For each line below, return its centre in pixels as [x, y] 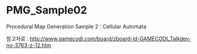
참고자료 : [17, 38]
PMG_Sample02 [47, 10]
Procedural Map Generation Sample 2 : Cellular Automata [76, 26]
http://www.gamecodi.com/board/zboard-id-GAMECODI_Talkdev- [110, 38]
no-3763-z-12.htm [29, 45]
